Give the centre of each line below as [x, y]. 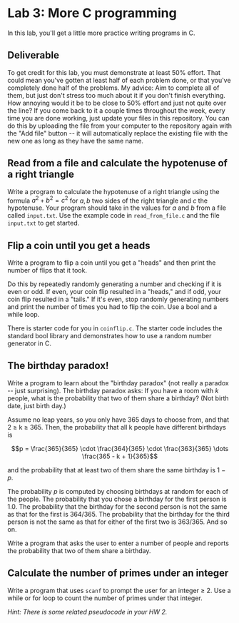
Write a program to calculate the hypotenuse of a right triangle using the [113, 191]
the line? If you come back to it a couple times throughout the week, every [117, 110]
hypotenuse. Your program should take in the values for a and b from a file [117, 208]
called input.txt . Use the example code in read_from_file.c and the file [113, 216]
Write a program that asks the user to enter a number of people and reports [118, 543]
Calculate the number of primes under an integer [118, 573]
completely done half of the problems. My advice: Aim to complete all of [113, 88]
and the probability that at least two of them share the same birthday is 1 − [117, 470]
